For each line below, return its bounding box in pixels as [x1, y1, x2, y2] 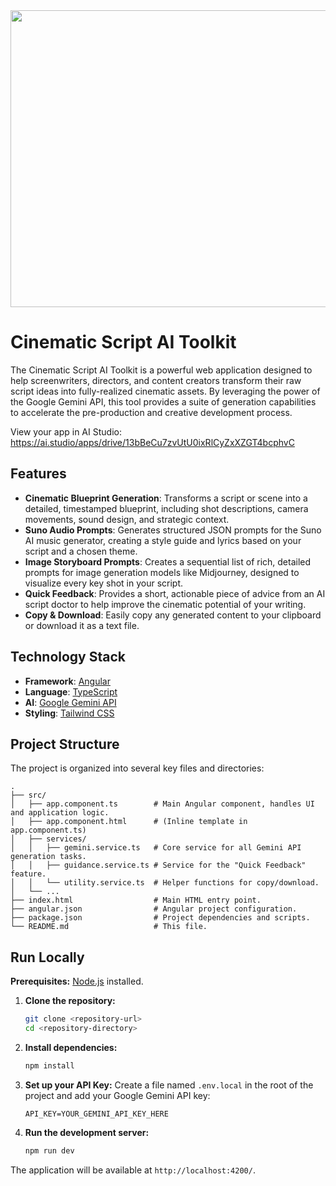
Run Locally [10, 949, 85, 966]
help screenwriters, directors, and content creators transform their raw [10, 374, 302, 386]
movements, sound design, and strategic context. [24, 513, 230, 525]
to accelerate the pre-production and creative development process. [10, 406, 293, 418]
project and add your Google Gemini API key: [24, 1089, 211, 1101]
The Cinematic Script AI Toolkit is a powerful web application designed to [10, 364, 313, 376]
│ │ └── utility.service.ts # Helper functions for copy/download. [10, 878, 320, 888]
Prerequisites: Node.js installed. [10, 975, 144, 988]
